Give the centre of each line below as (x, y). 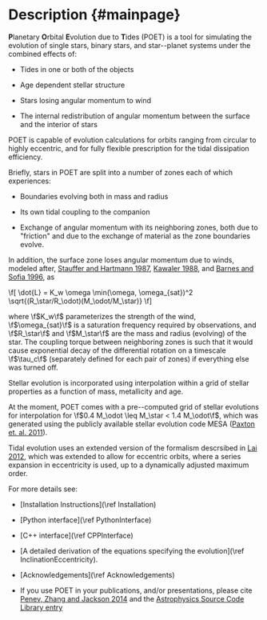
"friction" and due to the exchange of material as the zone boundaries (135, 236)
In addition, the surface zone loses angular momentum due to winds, (121, 260)
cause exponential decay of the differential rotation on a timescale (117, 350)
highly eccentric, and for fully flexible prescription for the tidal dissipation (129, 148)
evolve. (32, 244)
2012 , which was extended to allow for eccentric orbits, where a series (125, 456)
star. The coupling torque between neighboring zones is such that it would (131, 342)
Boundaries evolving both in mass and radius (94, 196)
